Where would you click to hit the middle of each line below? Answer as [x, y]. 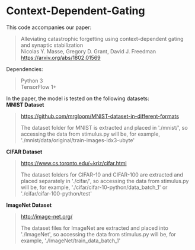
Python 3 [32, 81]
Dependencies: [25, 69]
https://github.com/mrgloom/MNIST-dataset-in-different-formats [100, 116]
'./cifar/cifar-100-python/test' [56, 193]
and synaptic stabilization [52, 45]
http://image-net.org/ [47, 216]
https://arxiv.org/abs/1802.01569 [60, 57]
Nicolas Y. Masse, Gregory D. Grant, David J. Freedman [88, 51]
